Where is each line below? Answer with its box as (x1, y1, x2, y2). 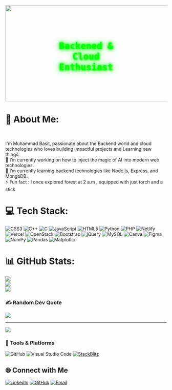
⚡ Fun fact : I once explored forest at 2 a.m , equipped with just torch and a (5, 179, 163, 185)
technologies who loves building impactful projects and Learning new (5, 146, 152, 152)
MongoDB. (5, 173, 28, 179)
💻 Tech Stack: (5, 205, 69, 217)
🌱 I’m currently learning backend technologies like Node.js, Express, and (5, 168, 158, 174)
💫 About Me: (5, 114, 59, 125)
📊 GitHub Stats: (5, 256, 75, 267)
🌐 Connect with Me (5, 366, 68, 375)
